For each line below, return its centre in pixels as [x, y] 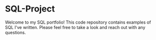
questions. [16, 32]
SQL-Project [30, 9]
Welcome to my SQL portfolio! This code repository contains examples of [78, 22]
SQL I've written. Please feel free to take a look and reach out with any [75, 27]
